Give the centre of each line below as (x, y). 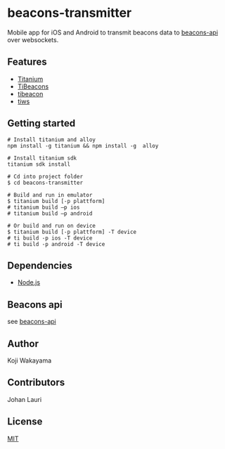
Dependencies (40, 265)
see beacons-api (32, 322)
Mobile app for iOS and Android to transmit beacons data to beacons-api (113, 32)
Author (23, 343)
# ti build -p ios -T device (50, 238)
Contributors (36, 383)
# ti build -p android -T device (56, 244)
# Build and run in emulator (50, 195)
